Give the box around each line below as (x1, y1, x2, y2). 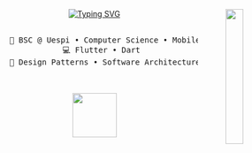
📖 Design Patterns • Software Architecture (9, 57, 201, 67)
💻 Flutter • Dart (62, 45, 141, 55)
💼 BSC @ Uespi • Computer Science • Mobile (9, 35, 201, 45)
